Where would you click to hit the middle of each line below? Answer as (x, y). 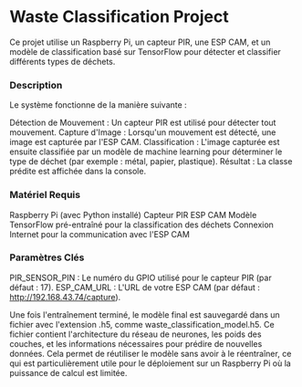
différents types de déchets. (62, 61)
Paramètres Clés (47, 257)
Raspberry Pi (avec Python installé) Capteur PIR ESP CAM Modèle (133, 214)
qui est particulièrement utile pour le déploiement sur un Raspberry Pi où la (151, 363)
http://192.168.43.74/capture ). (65, 297)
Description (36, 85)
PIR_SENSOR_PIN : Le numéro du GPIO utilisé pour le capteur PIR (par (141, 277)
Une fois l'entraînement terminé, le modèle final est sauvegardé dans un (145, 314)
